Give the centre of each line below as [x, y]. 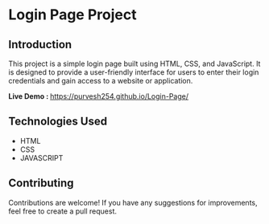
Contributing [41, 183]
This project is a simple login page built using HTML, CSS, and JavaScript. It [134, 63]
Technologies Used [58, 122]
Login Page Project [72, 15]
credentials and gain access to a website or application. [101, 81]
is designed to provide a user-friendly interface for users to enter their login [134, 72]
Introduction [40, 45]
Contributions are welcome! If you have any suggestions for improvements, [133, 202]
